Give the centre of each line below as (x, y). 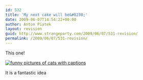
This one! (15, 53)
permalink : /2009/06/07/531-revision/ (46, 39)
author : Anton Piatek (28, 24)
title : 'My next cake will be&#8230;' (46, 15)
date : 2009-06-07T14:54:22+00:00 (41, 19)
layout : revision (24, 29)
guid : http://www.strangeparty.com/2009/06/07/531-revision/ (72, 34)
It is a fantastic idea (26, 72)
